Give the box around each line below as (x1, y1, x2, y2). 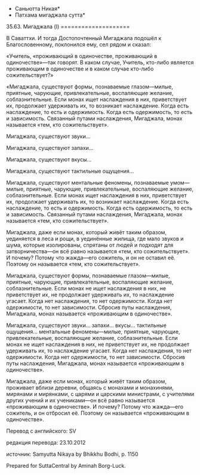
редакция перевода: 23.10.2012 (6, 439, 86, 446)
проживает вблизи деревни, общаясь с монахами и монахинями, (6, 384, 174, 391)
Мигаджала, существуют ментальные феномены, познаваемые (6, 179, 169, 186)
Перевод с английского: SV (6, 427, 76, 434)
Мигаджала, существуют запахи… (6, 145, 94, 151)
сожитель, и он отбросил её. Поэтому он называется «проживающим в (6, 409, 190, 416)
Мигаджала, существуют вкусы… (6, 156, 92, 163)
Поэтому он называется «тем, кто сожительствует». (6, 261, 140, 268)
